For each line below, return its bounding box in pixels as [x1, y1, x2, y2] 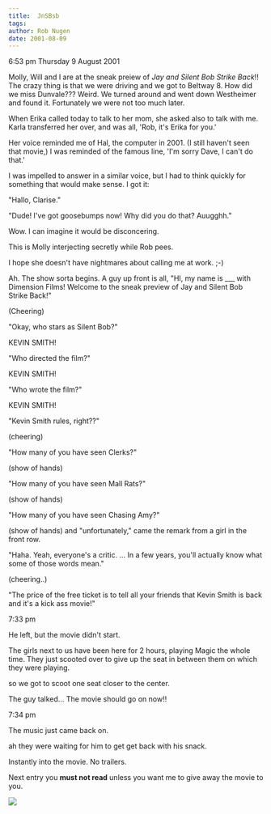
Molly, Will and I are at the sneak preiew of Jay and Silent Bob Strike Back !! [8, 72, 259, 82]
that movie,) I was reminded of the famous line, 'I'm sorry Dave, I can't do [8, 146, 253, 156]
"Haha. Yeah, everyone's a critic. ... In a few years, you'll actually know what [8, 550, 263, 560]
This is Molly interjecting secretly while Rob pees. [8, 242, 174, 252]
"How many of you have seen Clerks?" [8, 447, 138, 457]
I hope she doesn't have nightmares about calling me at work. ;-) [8, 258, 224, 268]
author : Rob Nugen [8, 27, 70, 35]
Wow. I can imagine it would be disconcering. [8, 227, 159, 236]
